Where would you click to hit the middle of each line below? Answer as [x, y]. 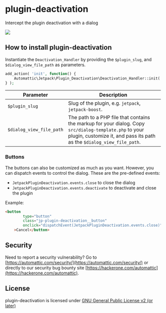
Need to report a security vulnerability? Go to [51, 257]
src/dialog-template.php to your [106, 130]
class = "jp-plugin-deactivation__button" [65, 221]
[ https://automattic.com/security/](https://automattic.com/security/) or [77, 262]
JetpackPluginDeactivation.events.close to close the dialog [74, 182]
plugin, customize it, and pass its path [112, 136]
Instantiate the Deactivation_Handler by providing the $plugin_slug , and [79, 59]
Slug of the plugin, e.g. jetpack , [104, 103]
